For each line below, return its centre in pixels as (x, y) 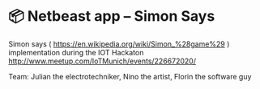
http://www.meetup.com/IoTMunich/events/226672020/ (102, 61)
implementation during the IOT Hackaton (76, 52)
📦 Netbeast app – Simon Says (112, 16)
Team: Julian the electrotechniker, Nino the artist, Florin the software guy (130, 76)
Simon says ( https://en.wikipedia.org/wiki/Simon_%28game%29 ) (119, 44)
